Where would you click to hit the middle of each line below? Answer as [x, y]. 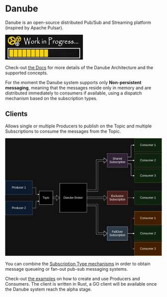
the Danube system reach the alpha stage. [48, 289]
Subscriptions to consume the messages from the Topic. [63, 131]
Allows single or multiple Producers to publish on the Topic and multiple [79, 126]
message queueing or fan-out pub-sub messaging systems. [67, 269]
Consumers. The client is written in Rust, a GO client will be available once [81, 284]
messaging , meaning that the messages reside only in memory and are [78, 88]
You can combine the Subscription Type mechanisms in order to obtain [78, 264]
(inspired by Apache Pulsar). [34, 27]
